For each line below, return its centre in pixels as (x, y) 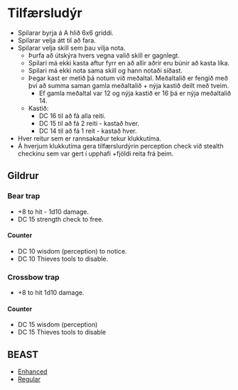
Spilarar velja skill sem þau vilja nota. (71, 48)
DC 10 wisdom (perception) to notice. (72, 251)
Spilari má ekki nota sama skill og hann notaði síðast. (106, 70)
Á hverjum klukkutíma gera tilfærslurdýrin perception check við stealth (120, 146)
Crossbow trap (33, 277)
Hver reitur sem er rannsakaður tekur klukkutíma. (90, 138)
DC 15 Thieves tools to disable (62, 332)
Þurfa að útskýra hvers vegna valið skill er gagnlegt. (104, 55)
